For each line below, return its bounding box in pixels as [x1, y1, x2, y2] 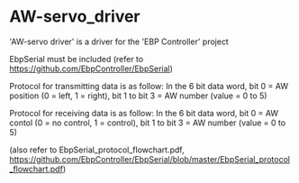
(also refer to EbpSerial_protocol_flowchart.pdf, [9, 144, 185, 155]
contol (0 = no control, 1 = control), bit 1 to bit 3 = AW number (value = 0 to [9, 117, 286, 128]
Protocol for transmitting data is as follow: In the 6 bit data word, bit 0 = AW [9, 80, 289, 91]
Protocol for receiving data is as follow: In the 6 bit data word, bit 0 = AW [9, 107, 279, 118]
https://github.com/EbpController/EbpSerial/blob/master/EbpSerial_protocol [9, 153, 291, 164]
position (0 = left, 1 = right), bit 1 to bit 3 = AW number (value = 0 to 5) [9, 90, 267, 101]
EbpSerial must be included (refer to [9, 53, 144, 64]
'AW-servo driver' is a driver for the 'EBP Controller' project [9, 36, 230, 47]
